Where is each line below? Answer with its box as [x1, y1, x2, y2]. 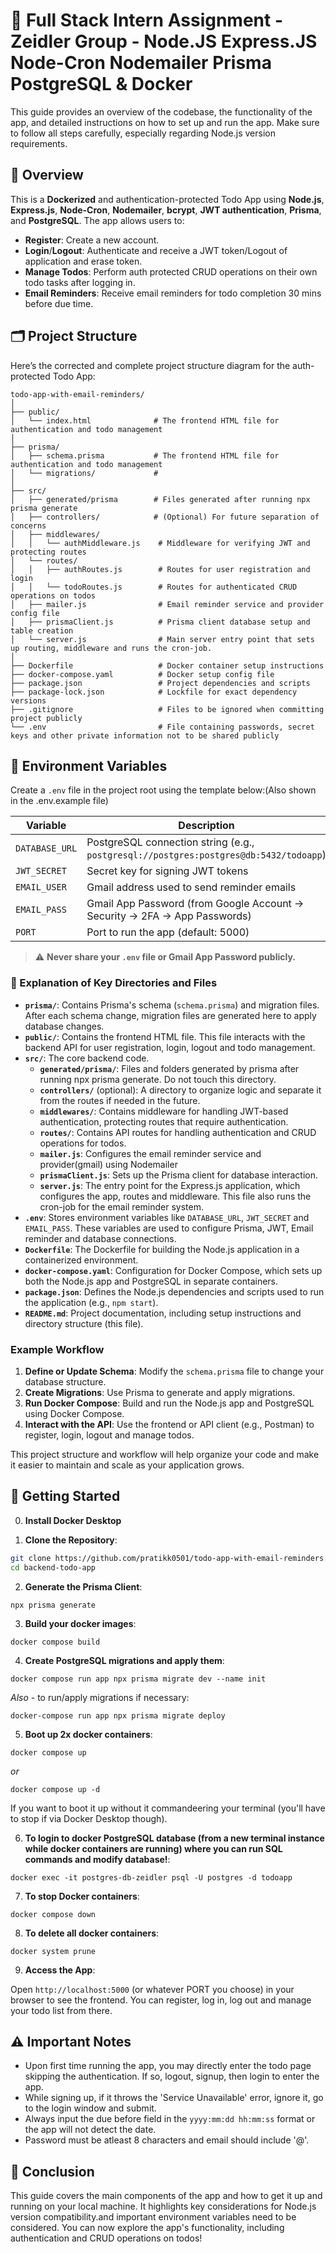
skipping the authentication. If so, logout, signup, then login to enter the [24, 2070, 320, 2083]
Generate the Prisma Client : [24, 1580, 143, 1593]
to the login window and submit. [24, 2102, 157, 2114]
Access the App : [24, 1964, 96, 1976]
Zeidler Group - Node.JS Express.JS [10, 30, 318, 53]
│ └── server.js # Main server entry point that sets [10, 634, 315, 644]
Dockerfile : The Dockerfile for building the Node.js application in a [24, 1243, 300, 1255]
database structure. [24, 1375, 107, 1388]
